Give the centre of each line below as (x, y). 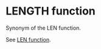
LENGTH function (50, 11)
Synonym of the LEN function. (44, 28)
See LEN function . (28, 39)
